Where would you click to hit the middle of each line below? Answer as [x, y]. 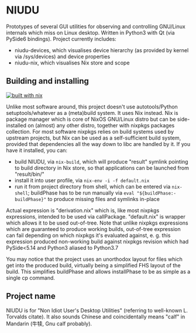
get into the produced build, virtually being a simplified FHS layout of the [93, 265]
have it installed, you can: [37, 150]
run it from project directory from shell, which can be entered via [92, 186]
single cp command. [31, 278]
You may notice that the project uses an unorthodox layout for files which [94, 259]
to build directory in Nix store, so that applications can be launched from [102, 168]
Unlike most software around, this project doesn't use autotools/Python [92, 107]
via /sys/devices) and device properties [62, 56]
